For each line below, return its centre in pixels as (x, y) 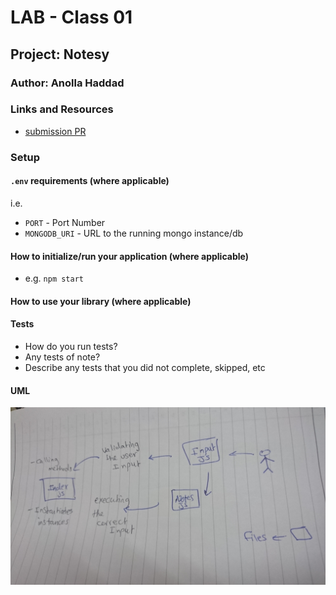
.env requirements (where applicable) (90, 181)
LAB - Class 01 (71, 17)
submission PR (55, 131)
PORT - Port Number (65, 222)
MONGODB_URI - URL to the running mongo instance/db (134, 233)
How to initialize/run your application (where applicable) (129, 256)
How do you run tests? (71, 346)
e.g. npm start (54, 278)
